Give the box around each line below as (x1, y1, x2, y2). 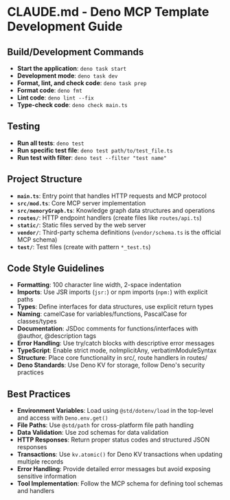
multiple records (16, 457, 64, 466)
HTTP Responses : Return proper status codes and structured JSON (16, 435, 210, 444)
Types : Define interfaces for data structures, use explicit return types (16, 303, 214, 311)
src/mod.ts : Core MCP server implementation (16, 198, 146, 207)
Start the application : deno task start (16, 65, 127, 72)
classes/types (16, 317, 57, 326)
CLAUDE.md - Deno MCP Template (7, 4, 209, 20)
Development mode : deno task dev (16, 71, 118, 80)
